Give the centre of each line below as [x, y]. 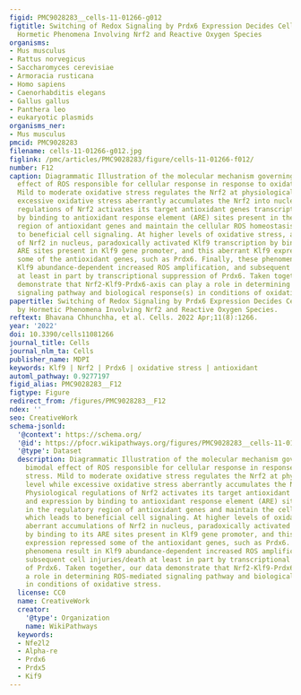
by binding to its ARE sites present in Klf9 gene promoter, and [150, 534]
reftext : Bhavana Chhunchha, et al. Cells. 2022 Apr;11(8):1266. [133, 318]
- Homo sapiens [38, 84]
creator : [34, 610]
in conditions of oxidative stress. [94, 585]
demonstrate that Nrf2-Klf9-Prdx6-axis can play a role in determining [154, 284]
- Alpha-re [38, 651]
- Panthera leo [38, 109]
